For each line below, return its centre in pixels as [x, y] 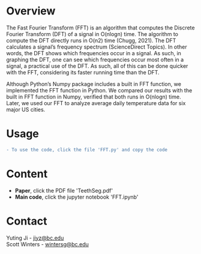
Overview [31, 11]
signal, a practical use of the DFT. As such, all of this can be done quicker [97, 66]
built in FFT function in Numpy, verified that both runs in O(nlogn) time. [94, 97]
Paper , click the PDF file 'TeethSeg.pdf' [64, 190]
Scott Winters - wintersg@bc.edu [47, 244]
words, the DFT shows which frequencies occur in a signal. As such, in [94, 53]
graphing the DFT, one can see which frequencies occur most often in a [95, 59]
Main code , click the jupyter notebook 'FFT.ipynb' [76, 197]
